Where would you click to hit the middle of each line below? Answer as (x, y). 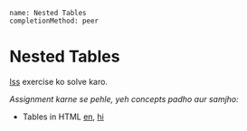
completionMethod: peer (54, 21)
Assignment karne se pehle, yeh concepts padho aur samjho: (124, 98)
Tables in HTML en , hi (63, 117)
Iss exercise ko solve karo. (59, 81)
